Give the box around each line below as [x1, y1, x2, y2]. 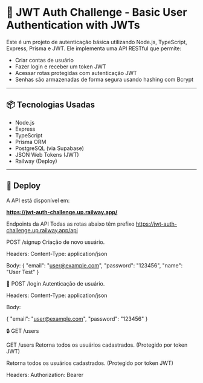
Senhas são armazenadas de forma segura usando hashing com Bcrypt [14, 76, 194, 83]
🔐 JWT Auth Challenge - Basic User [6, 5, 187, 19]
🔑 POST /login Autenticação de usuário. [6, 280, 105, 287]
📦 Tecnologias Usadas [6, 100, 95, 110]
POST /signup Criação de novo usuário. [6, 238, 105, 246]
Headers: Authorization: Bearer [6, 371, 83, 378]
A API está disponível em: [6, 197, 70, 204]
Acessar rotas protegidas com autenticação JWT [14, 69, 137, 76]
